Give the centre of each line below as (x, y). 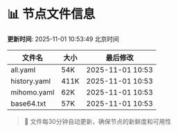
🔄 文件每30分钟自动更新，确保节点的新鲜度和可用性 (98, 121)
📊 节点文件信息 (51, 14)
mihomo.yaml (33, 92)
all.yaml (23, 70)
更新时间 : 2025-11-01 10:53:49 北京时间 (63, 39)
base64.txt (28, 103)
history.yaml (30, 81)
